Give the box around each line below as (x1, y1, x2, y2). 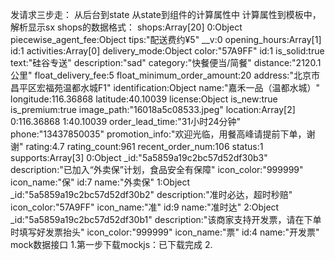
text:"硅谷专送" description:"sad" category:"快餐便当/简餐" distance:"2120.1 (10, 57, 322, 68)
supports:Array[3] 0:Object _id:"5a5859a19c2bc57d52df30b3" (10, 152, 268, 163)
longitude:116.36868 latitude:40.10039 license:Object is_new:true (10, 93, 278, 105)
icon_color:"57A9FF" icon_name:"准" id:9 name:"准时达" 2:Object (10, 201, 280, 213)
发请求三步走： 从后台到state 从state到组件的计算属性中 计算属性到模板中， (10, 9, 322, 20)
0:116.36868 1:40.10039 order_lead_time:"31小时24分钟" (10, 116, 242, 127)
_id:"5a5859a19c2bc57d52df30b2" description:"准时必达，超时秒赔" (10, 189, 293, 200)
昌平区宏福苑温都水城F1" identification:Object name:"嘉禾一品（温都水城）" (10, 82, 321, 93)
